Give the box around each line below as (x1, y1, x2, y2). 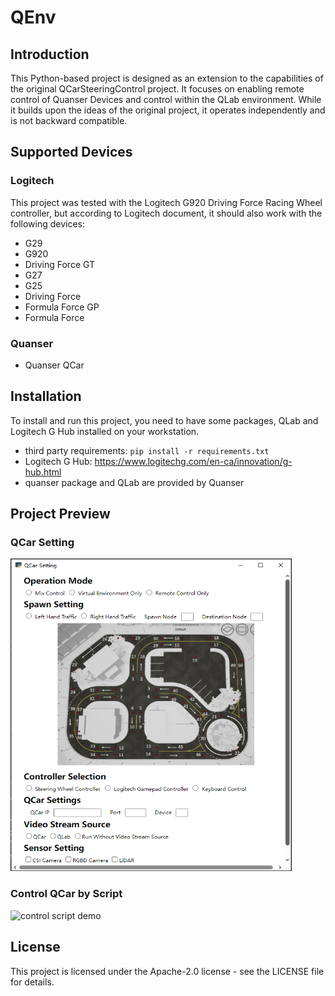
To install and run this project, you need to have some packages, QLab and (10, 414, 319, 426)
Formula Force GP (24, 301, 100, 313)
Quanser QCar (24, 359, 85, 371)
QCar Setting (10, 536, 75, 550)
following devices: (10, 217, 86, 230)
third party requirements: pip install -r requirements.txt (24, 444, 270, 456)
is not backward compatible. (10, 115, 128, 126)
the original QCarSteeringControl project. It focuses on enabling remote (10, 83, 305, 95)
